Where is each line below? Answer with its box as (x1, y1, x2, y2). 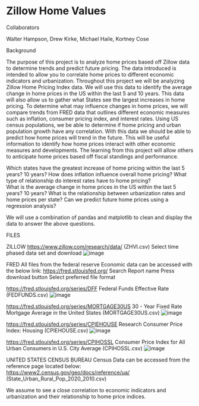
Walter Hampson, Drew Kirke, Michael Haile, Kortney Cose (6, 35, 150, 42)
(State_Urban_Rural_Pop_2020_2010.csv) (6, 375, 107, 382)
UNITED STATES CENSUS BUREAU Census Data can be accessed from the (6, 356, 190, 363)
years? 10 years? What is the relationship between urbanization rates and (6, 189, 185, 196)
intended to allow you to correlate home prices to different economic (6, 71, 174, 78)
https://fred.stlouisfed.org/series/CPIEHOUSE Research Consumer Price (6, 321, 183, 328)
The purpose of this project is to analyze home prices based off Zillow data (6, 58, 190, 65)
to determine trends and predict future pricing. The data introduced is (6, 64, 176, 72)
